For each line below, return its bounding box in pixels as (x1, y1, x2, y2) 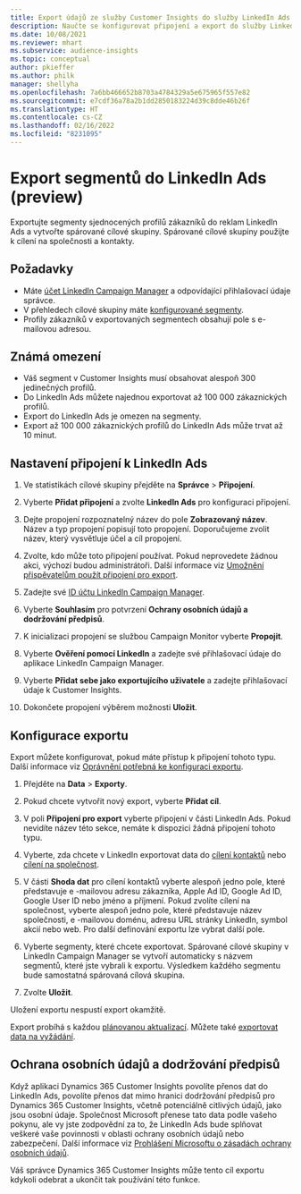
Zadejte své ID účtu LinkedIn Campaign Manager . (22, 587, 205, 597)
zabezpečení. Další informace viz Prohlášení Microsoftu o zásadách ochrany (10, 1138, 292, 1148)
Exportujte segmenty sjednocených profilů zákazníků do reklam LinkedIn (10, 216, 278, 227)
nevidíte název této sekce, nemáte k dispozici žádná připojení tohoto (22, 823, 276, 834)
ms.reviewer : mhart (10, 38, 83, 47)
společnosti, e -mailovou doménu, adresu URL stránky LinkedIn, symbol (22, 914, 288, 926)
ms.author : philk (10, 72, 75, 80)
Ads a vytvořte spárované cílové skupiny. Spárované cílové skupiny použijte (10, 225, 289, 237)
